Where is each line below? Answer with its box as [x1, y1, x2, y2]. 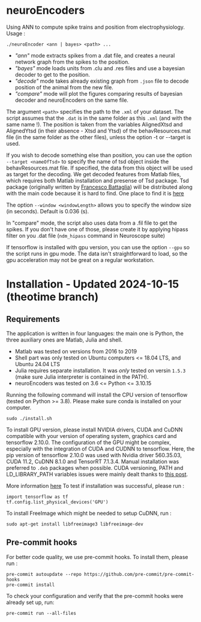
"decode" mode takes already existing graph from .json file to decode [14, 77, 189, 84]
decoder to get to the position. [14, 71, 91, 78]
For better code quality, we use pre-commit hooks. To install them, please [6, 553, 188, 560]
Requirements [6, 314, 60, 324]
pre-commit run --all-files [6, 610, 77, 616]
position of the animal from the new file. [14, 83, 114, 90]
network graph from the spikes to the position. [14, 58, 130, 65]
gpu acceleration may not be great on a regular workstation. [6, 256, 155, 264]
